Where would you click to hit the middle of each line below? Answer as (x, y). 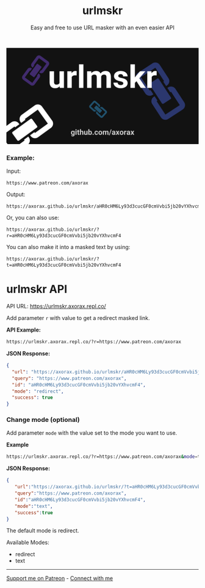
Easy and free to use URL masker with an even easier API (103, 27)
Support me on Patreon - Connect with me (60, 578)
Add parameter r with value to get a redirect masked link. (78, 318)
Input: (14, 171)
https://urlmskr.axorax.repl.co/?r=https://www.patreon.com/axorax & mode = (102, 457)
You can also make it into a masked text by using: (68, 247)
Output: (16, 194)
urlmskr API (37, 289)
